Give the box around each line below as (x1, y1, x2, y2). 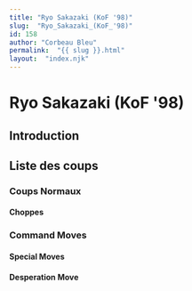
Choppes (9, 206, 44, 218)
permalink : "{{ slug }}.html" (9, 46, 125, 55)
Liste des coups (9, 158, 100, 174)
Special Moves (9, 251, 65, 262)
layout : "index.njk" (9, 54, 90, 63)
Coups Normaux (9, 184, 82, 197)
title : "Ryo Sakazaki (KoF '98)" (9, 12, 133, 22)
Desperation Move (9, 271, 79, 282)
